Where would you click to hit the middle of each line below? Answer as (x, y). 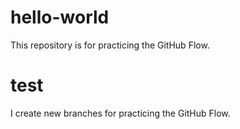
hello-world (60, 17)
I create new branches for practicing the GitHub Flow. (120, 113)
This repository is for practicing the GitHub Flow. (110, 45)
